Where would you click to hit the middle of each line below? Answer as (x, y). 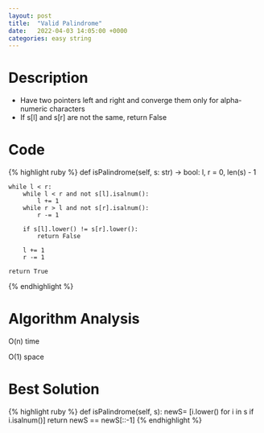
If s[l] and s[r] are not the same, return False (93, 118)
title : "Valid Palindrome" (56, 23)
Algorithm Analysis (74, 319)
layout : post (30, 16)
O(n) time (24, 341)
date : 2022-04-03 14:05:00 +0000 (68, 31)
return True (28, 272)
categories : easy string (50, 38)
